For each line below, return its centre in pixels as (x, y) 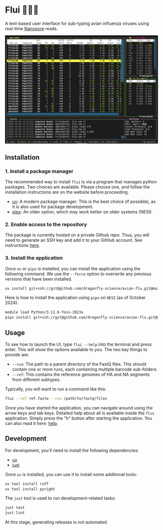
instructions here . (23, 246)
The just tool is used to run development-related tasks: (60, 498)
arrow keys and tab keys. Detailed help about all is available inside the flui (80, 413)
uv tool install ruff (27, 484)
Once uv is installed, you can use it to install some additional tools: (71, 474)
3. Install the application (34, 258)
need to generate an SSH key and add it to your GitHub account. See (74, 240)
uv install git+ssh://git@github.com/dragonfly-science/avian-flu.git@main (83, 288)
